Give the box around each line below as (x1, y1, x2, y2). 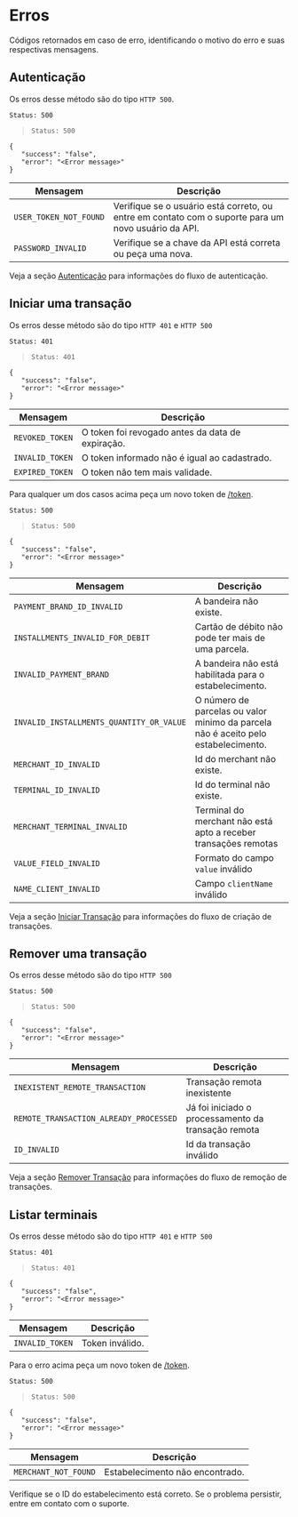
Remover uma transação (9, 946, 148, 961)
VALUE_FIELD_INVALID (13, 858, 100, 868)
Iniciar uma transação (9, 296, 132, 311)
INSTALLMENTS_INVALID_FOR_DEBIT (13, 632, 151, 643)
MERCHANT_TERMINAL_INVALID (13, 822, 128, 831)
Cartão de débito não (194, 620, 284, 632)
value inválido (194, 863, 253, 875)
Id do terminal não (194, 778, 271, 791)
